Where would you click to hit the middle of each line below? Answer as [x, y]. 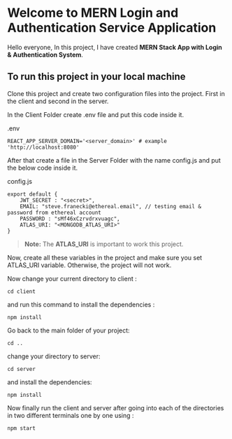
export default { [32, 194]
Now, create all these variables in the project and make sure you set [105, 257]
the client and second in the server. [58, 101]
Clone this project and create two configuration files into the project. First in [116, 93]
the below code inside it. [43, 168]
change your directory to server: [54, 356]
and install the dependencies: [50, 382]
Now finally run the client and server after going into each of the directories [116, 407]
